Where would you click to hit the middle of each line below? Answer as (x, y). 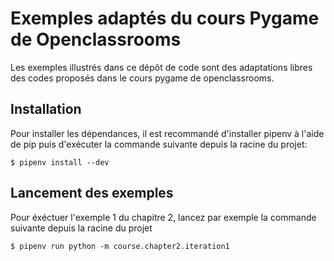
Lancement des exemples (92, 193)
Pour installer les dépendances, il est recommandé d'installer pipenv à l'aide (167, 133)
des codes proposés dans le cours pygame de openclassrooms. (142, 78)
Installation (46, 109)
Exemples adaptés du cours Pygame (165, 18)
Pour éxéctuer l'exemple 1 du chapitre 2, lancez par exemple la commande (163, 217)
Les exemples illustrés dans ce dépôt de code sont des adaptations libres (161, 67)
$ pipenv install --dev (60, 162)
